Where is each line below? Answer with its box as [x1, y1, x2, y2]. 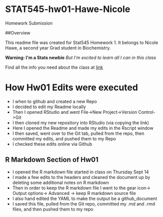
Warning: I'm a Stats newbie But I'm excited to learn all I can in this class [5, 54, 157, 61]
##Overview [5, 30, 31, 36]
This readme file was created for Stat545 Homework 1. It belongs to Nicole [5, 39, 159, 46]
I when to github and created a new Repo [12, 98, 97, 104]
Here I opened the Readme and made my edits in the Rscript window [12, 125, 154, 131]
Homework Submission [5, 20, 53, 26]
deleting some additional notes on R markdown [12, 179, 109, 185]
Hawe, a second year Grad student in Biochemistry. [5, 45, 111, 51]
